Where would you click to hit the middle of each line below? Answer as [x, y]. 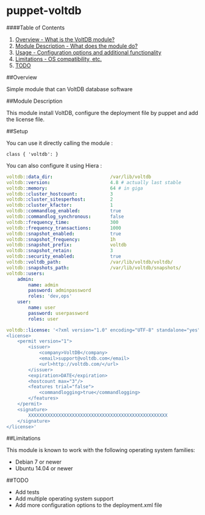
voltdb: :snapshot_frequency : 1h [61, 239]
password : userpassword [58, 313]
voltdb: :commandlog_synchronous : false [65, 217]
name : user [42, 308]
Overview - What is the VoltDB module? [65, 39]
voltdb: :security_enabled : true [64, 257]
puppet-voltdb [44, 11]
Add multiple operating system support [64, 498]
